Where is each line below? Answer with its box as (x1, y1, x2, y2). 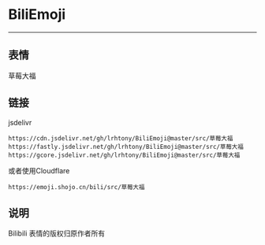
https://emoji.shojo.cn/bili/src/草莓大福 (8, 183, 145, 191)
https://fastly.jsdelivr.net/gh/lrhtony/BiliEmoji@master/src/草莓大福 (8, 143, 244, 150)
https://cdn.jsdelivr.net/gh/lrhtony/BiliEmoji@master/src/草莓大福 (8, 134, 233, 143)
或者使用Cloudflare (8, 165, 70, 175)
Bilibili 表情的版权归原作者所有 (8, 228, 106, 238)
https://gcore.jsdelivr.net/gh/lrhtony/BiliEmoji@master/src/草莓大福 (8, 151, 241, 159)
